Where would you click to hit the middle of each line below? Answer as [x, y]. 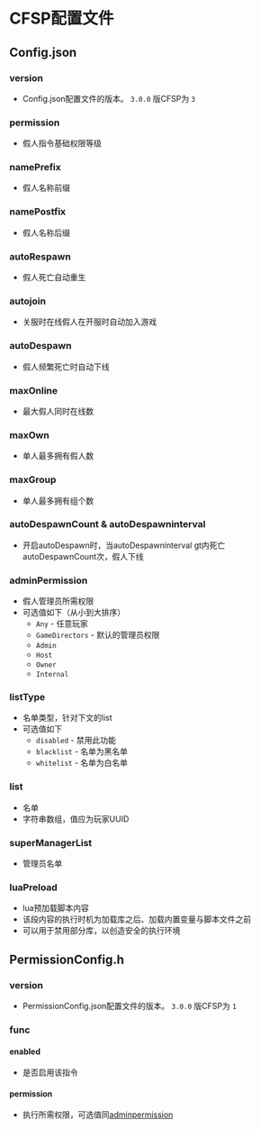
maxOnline [34, 390]
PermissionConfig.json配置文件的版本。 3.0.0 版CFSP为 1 [129, 1006]
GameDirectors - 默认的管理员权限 [98, 635]
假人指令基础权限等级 [62, 143]
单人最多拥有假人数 [58, 456]
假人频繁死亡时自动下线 [66, 367]
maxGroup [33, 480]
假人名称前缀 [46, 188]
